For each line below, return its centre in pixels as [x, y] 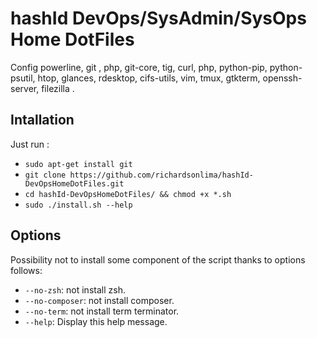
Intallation [42, 120]
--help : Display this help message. [96, 321]
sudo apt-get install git [78, 164]
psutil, [23, 78]
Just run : [30, 144]
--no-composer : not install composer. [99, 300]
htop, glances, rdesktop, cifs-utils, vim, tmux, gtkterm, [149, 78]
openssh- [282, 78]
